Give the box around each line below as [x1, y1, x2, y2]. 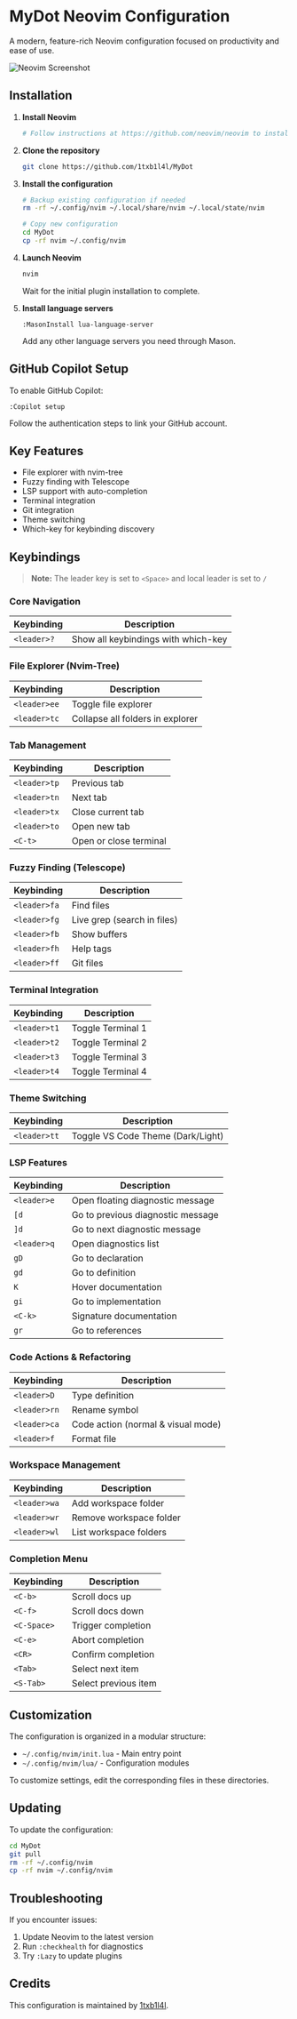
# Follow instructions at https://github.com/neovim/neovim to [21, 129, 262, 138]
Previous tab [71, 777, 124, 789]
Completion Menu [9, 1552, 89, 1565]
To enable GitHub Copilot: [9, 385, 104, 396]
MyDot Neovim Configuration [9, 6, 231, 27]
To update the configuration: [9, 1824, 113, 1835]
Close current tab [71, 806, 145, 819]
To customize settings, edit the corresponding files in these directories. [9, 1775, 270, 1785]
